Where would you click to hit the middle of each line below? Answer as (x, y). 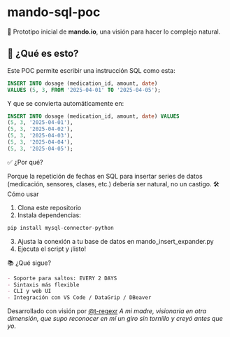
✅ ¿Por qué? (25, 162)
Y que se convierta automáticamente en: (66, 103)
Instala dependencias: (49, 215)
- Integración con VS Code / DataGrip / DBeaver (79, 298)
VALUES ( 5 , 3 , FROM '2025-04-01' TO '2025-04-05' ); (84, 90)
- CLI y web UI (29, 291)
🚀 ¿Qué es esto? (43, 54)
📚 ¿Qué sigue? (29, 263)
